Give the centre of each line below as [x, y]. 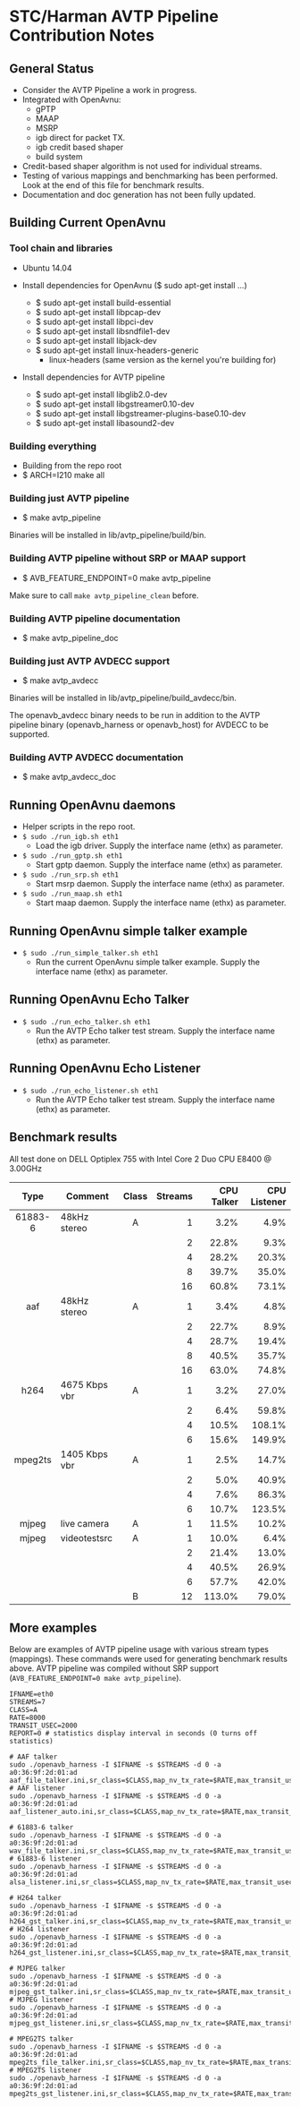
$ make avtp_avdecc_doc [69, 777]
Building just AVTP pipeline [69, 498]
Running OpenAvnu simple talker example [129, 931]
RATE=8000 [28, 1718]
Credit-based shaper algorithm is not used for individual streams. [142, 166]
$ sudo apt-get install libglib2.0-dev [101, 394]
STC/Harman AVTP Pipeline [114, 17]
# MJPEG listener [42, 2000]
